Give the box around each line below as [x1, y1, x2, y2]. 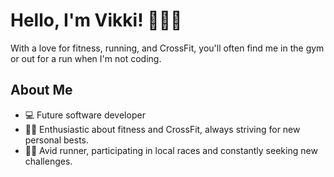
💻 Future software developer [24, 109, 146, 121]
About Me [10, 82, 73, 99]
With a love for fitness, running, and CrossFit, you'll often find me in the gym [10, 42, 325, 54]
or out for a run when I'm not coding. [10, 52, 162, 64]
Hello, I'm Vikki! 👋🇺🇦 [10, 9, 183, 32]
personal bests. [24, 134, 90, 146]
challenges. [24, 155, 73, 167]
